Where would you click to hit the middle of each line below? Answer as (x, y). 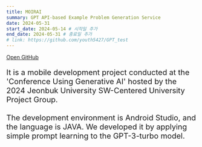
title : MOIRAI (24, 12)
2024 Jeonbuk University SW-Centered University (96, 91)
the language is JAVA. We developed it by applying (97, 127)
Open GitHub (23, 57)
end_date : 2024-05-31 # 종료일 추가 (49, 34)
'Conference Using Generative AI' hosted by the (92, 82)
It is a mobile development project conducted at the (98, 73)
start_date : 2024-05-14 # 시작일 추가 (52, 29)
